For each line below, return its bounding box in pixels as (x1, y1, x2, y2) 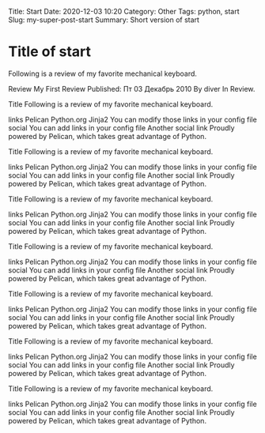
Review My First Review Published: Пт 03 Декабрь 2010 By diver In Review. (8, 84, 256, 93)
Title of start (8, 43, 91, 61)
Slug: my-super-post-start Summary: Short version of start (8, 15, 200, 24)
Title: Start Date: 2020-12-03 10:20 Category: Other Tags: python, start (8, 7, 240, 16)
